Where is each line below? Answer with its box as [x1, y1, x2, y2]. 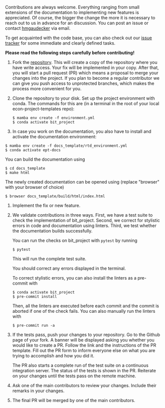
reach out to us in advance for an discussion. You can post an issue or [5, 20, 149, 26]
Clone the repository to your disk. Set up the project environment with [12, 95, 155, 101]
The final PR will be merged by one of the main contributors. [12, 398, 135, 403]
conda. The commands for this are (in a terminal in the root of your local [12, 101, 160, 106]
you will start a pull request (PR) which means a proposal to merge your [12, 70, 159, 76]
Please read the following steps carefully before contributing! [5, 50, 135, 56]
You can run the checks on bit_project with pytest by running [12, 237, 138, 243]
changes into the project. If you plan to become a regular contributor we [12, 75, 160, 81]
